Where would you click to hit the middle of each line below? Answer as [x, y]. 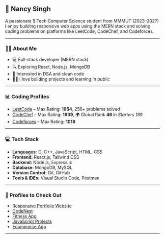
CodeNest [22, 211]
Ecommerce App [29, 227]
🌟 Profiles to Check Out [33, 195]
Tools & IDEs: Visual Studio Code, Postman [56, 178]
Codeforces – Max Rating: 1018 [44, 122]
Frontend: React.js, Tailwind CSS [46, 157]
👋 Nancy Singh [28, 9]
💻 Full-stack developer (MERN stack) [50, 60]
